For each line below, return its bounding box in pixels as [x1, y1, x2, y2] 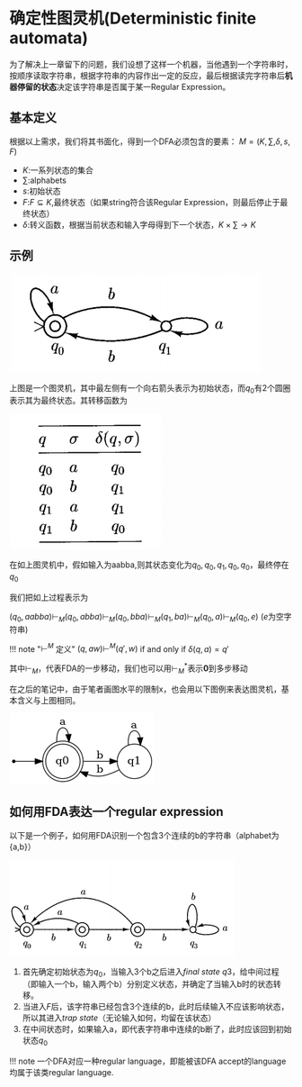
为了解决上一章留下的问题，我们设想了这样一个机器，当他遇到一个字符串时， [9, 59, 293, 69]
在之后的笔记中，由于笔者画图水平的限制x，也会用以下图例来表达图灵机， [9, 684, 281, 694]
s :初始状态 [22, 186, 61, 196]
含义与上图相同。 [16, 694, 81, 705]
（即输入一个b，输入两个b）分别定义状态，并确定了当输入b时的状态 [22, 979, 274, 990]
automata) [9, 28, 88, 49]
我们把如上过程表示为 [9, 592, 88, 602]
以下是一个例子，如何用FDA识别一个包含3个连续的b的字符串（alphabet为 [9, 829, 280, 840]
